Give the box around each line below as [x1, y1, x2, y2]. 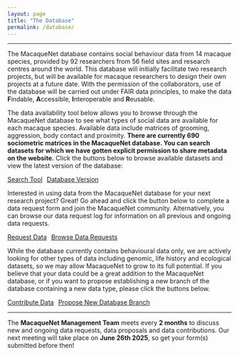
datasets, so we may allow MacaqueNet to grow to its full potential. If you [7, 262, 223, 271]
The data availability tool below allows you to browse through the [7, 109, 198, 117]
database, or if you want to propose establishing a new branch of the [7, 277, 210, 285]
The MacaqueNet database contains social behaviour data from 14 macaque [7, 50, 232, 58]
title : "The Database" [7, 17, 75, 24]
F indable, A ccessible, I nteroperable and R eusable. [7, 95, 155, 104]
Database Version [46, 175, 99, 184]
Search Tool [7, 175, 43, 184]
